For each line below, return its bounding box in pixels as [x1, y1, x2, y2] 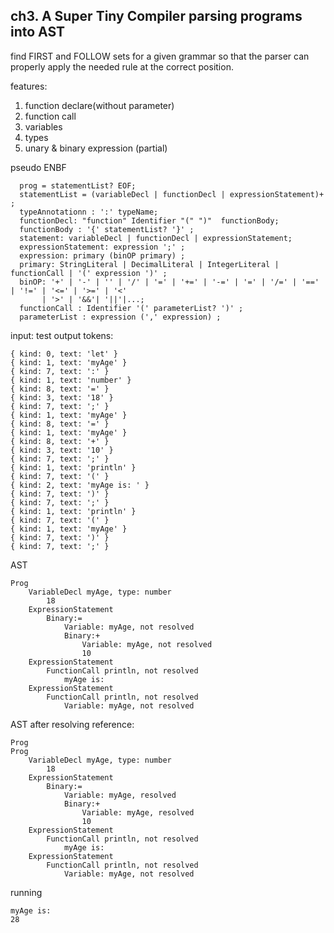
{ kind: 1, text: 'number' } [10, 375, 132, 385]
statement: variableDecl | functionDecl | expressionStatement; [19, 233, 293, 243]
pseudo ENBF [10, 161, 67, 173]
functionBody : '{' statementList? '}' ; [19, 224, 195, 234]
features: [10, 80, 48, 92]
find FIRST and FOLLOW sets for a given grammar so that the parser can [10, 50, 310, 62]
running [10, 886, 43, 898]
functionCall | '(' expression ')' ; [10, 268, 168, 278]
